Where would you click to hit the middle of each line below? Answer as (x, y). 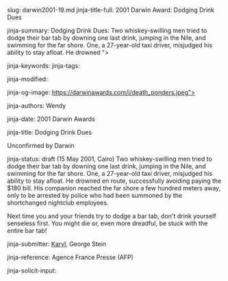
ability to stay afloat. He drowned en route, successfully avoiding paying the (114, 181)
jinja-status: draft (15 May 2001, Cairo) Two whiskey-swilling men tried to (110, 159)
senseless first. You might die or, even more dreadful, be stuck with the (107, 223)
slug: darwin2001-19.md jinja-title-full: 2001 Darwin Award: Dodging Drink (111, 10)
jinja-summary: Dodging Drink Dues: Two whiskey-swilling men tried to (107, 31)
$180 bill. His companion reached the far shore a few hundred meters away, (114, 188)
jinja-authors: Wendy (37, 105)
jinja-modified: (27, 79)
